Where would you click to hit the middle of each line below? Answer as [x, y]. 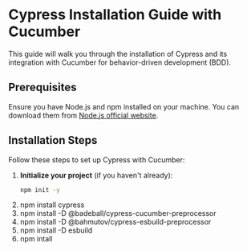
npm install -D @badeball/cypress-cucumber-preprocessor [118, 213]
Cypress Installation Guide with [115, 15]
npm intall [36, 239]
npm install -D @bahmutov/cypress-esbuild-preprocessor [115, 222]
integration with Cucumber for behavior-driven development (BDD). [119, 62]
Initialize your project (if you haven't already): [96, 175]
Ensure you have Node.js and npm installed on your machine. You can [124, 106]
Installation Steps [53, 140]
